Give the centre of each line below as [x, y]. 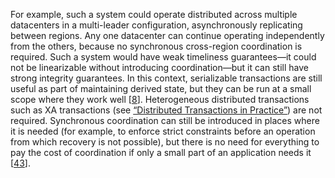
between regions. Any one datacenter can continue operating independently [167, 35]
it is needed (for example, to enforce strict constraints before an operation [163, 131]
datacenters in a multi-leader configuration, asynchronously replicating [156, 25]
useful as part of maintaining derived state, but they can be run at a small [161, 88]
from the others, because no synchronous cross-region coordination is [156, 46]
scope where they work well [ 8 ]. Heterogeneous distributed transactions [160, 99]
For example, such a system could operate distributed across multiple [154, 14]
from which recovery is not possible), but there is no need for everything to [165, 142]
